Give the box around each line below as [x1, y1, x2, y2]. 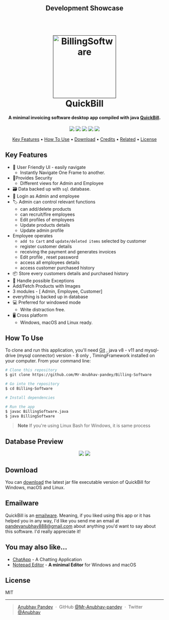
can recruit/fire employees [20, 211, 75, 217]
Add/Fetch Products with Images [12, 283, 80, 289]
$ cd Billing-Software [5, 386, 53, 391]
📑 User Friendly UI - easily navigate [12, 164, 86, 170]
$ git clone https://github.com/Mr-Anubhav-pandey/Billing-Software [5, 372, 152, 378]
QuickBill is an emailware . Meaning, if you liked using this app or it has [5, 512, 151, 518]
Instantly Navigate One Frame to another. [20, 169, 106, 175]
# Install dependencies [5, 395, 55, 400]
